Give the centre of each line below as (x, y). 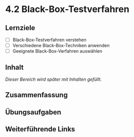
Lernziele (20, 28)
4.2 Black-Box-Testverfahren (67, 9)
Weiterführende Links (40, 129)
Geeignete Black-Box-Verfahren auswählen (57, 51)
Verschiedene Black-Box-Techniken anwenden (61, 46)
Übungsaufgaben (33, 112)
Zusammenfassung (37, 95)
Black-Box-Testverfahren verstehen (49, 40)
